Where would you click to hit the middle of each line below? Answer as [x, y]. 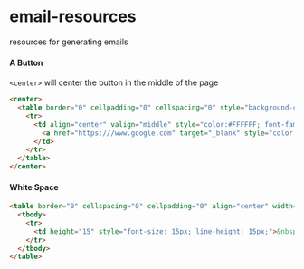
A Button [26, 62]
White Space [34, 187]
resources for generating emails [69, 42]
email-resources [73, 17]
